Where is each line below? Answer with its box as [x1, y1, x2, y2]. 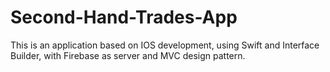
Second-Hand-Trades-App [10, 6, 238, 29]
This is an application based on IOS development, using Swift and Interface [10, 39, 320, 51]
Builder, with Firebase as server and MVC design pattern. [10, 49, 246, 61]
